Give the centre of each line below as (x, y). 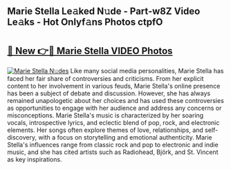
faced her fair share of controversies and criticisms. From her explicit (105, 78)
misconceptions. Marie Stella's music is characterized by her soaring (105, 115)
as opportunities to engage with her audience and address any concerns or (114, 108)
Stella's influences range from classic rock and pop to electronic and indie (113, 145)
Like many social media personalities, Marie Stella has (147, 71)
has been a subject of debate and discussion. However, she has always (109, 93)
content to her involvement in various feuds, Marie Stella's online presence (114, 86)
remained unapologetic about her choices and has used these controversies (116, 101)
